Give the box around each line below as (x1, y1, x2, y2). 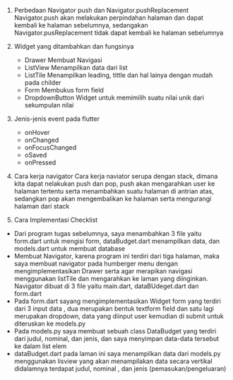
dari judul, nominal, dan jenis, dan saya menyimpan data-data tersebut (13, 335, 220, 343)
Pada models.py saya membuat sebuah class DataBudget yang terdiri (13, 327, 217, 335)
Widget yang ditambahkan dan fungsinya (13, 42, 134, 50)
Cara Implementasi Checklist (13, 215, 98, 224)
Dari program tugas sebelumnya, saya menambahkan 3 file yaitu (13, 230, 202, 237)
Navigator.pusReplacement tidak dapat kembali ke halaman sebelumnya (13, 28, 224, 37)
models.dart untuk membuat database (13, 244, 126, 253)
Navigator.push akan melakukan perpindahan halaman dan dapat (13, 13, 203, 22)
